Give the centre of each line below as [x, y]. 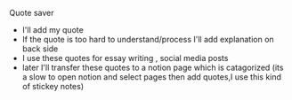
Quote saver [32, 13]
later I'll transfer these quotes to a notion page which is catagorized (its [153, 67]
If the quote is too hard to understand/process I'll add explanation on [148, 39]
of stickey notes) [53, 86]
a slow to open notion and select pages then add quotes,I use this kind [152, 77]
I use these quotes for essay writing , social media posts [125, 58]
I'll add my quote [53, 30]
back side [40, 49]
